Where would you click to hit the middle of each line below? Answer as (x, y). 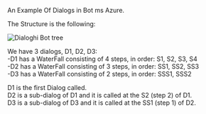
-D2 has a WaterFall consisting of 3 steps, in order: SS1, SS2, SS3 (103, 66)
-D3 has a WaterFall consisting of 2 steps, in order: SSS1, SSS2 (99, 74)
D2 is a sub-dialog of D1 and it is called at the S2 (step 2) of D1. (100, 95)
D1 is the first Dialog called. (47, 87)
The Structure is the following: (51, 24)
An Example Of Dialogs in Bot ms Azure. (66, 10)
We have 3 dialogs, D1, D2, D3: (53, 51)
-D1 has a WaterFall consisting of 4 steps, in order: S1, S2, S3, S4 (102, 59)
